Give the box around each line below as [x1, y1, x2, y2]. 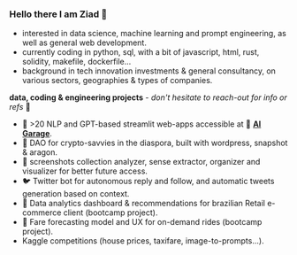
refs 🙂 [9, 102, 31, 112]
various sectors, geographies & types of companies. [21, 75, 213, 86]
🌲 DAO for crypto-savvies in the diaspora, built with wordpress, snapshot [21, 137, 288, 149]
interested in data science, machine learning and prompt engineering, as [21, 28, 287, 39]
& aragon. [21, 147, 58, 158]
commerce [21, 207, 62, 218]
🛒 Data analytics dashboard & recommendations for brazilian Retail [21, 198, 265, 209]
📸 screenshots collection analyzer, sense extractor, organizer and [21, 157, 261, 167]
